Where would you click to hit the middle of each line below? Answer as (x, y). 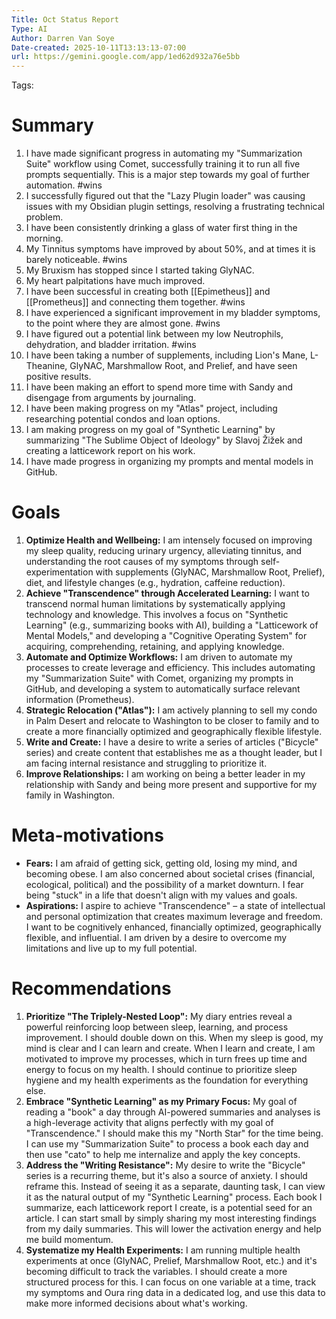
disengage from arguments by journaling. (111, 398)
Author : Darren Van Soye (63, 38)
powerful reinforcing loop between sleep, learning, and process (157, 1027)
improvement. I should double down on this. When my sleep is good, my (174, 1037)
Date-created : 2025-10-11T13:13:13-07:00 (99, 47)
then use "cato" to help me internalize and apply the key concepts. (163, 1154)
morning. (44, 238)
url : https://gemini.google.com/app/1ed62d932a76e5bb (126, 57)
